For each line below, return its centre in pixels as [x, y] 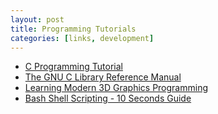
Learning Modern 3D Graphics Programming [116, 88]
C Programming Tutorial [73, 67]
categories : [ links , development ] [82, 38]
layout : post [37, 19]
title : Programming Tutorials [73, 29]
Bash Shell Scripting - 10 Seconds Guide [108, 98]
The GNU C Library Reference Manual [103, 77]
